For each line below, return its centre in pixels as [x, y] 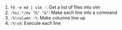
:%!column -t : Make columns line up [48, 18]
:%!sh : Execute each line [35, 23]
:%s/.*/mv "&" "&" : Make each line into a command [64, 12]
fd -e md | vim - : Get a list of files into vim [55, 7]
